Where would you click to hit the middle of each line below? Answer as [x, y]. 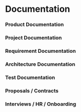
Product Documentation [35, 25]
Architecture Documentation [40, 64]
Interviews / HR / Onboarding [41, 104]
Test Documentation [30, 77]
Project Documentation [34, 38]
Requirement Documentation [40, 51]
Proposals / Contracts [32, 91]
